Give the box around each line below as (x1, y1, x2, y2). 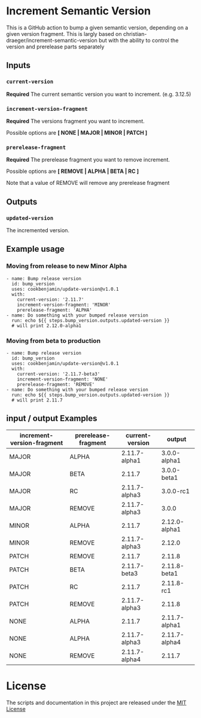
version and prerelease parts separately (6, 43, 105, 50)
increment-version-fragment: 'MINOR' (17, 302, 111, 308)
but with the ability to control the (98, 36, 179, 44)
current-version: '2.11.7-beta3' (17, 371, 100, 377)
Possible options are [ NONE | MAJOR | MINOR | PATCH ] (6, 129, 148, 136)
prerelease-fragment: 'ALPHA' (17, 307, 93, 313)
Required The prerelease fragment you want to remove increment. (6, 156, 170, 163)
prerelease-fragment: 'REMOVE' (17, 381, 95, 387)
